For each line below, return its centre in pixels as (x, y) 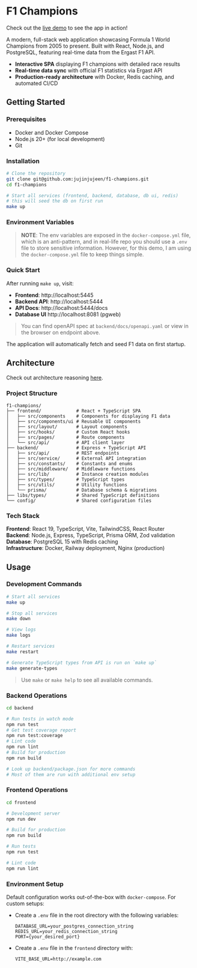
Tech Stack (23, 516)
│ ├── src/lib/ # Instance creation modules (77, 474)
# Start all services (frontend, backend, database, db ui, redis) (92, 195)
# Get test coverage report (41, 730)
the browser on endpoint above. (60, 332)
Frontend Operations (37, 790)
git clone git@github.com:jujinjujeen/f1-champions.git (77, 179)
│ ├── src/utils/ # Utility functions (67, 485)
